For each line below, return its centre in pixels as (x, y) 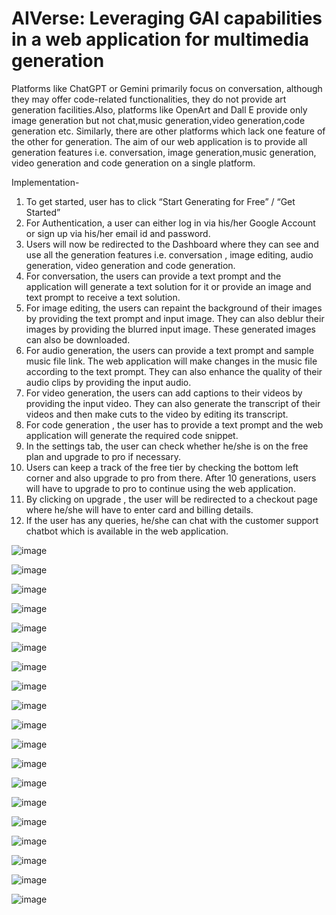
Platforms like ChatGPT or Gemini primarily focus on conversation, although (167, 88)
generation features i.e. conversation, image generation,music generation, (164, 152)
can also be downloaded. (78, 339)
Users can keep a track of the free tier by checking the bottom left (162, 467)
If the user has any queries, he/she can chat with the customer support (172, 520)
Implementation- (45, 182)
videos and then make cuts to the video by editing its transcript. (157, 414)
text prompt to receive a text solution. (103, 297)
